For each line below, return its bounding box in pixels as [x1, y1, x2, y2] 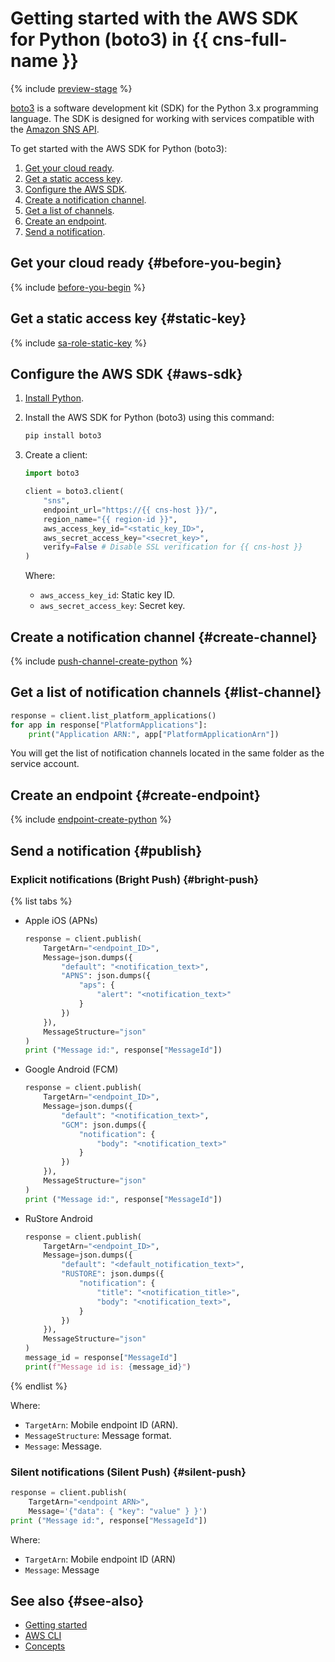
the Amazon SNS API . [10, 123, 100, 135]
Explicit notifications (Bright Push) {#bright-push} [10, 872, 260, 886]
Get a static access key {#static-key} [10, 310, 247, 327]
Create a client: [24, 449, 88, 461]
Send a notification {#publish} [10, 842, 203, 859]
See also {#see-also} [10, 1592, 145, 1609]
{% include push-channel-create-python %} [10, 655, 193, 667]
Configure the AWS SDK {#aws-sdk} [10, 365, 243, 382]
